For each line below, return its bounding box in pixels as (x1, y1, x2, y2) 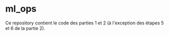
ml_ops (5, 3, 37, 15)
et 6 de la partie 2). (5, 25, 45, 31)
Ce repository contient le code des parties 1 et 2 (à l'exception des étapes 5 (5, 20, 164, 26)
